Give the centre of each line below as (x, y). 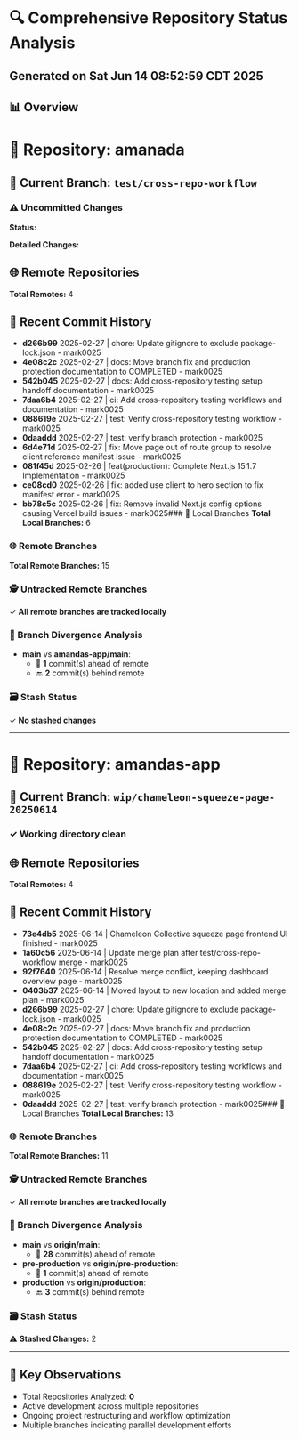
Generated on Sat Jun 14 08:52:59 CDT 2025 (137, 76)
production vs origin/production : (84, 1282)
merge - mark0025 (93, 962)
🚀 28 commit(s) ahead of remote (95, 1254)
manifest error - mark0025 (71, 495)
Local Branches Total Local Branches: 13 (97, 1113)
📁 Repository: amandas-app (115, 764)
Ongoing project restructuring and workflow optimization (126, 1415)
